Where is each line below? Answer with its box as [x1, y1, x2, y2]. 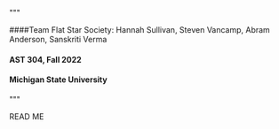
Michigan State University [9, 74, 108, 85]
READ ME [9, 110, 44, 122]
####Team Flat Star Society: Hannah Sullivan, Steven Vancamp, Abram [9, 25, 271, 34]
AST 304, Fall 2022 [9, 54, 82, 64]
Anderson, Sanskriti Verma [9, 34, 108, 44]
